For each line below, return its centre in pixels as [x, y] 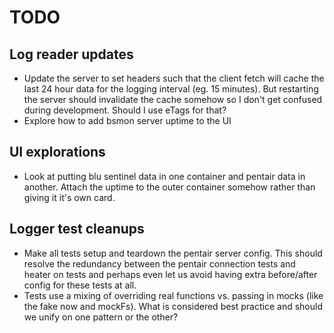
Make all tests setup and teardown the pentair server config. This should [173, 253]
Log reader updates [71, 54]
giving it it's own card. [69, 197]
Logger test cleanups [77, 229]
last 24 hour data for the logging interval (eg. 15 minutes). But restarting [171, 89]
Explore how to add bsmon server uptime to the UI [127, 120]
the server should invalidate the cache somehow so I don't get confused [173, 99]
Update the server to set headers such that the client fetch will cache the [174, 78]
